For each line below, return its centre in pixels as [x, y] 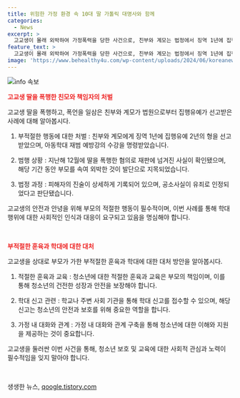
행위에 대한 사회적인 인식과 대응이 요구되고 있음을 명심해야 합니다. [99, 217]
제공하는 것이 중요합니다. [60, 333]
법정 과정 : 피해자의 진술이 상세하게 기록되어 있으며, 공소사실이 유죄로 [114, 184]
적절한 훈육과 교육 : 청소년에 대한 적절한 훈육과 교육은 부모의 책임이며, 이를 [121, 276]
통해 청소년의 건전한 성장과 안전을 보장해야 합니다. [87, 285]
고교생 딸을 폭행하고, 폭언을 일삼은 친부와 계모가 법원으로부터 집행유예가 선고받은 [120, 112]
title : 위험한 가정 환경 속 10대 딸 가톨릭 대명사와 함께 [81, 14]
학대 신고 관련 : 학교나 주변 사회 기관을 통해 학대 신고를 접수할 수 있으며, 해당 [124, 300]
